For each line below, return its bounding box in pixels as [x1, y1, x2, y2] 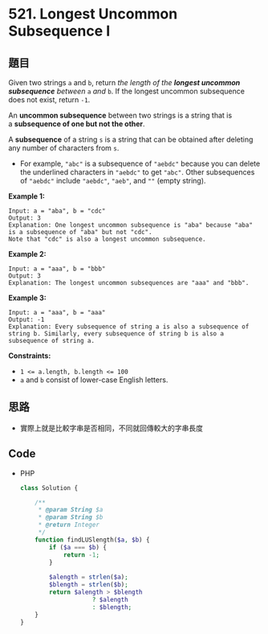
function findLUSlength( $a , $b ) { [35, 536, 150, 544]
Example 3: [8, 293, 47, 303]
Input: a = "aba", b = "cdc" [8, 207, 106, 215]
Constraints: [8, 351, 51, 360]
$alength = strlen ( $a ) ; [49, 573, 128, 582]
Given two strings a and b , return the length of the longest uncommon [8, 78, 241, 87]
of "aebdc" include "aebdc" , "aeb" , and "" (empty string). [19, 176, 206, 185]
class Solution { [19, 484, 79, 492]
